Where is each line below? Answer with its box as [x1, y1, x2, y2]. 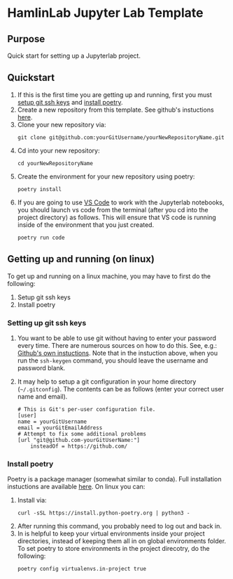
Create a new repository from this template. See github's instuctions [17, 105, 215, 114]
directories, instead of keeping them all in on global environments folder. [17, 537, 226, 545]
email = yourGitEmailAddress [17, 424, 103, 431]
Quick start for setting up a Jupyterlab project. [7, 51, 141, 60]
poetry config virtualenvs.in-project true [17, 566, 147, 573]
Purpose [7, 33, 45, 45]
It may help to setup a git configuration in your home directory [17, 377, 197, 386]
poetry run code [17, 234, 65, 241]
